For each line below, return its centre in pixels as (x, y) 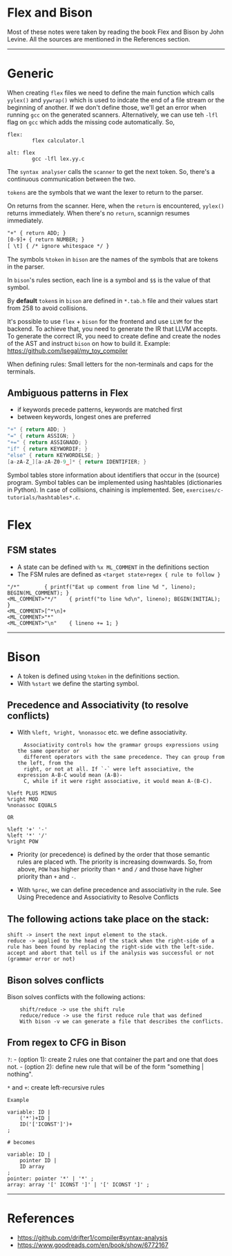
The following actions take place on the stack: (108, 919)
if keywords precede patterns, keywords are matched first (100, 409)
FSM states (32, 550)
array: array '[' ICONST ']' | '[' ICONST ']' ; (78, 1185)
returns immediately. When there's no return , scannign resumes (98, 213)
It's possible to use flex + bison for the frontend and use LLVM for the (105, 321)
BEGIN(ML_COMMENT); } (38, 593)
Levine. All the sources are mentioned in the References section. (99, 39)
